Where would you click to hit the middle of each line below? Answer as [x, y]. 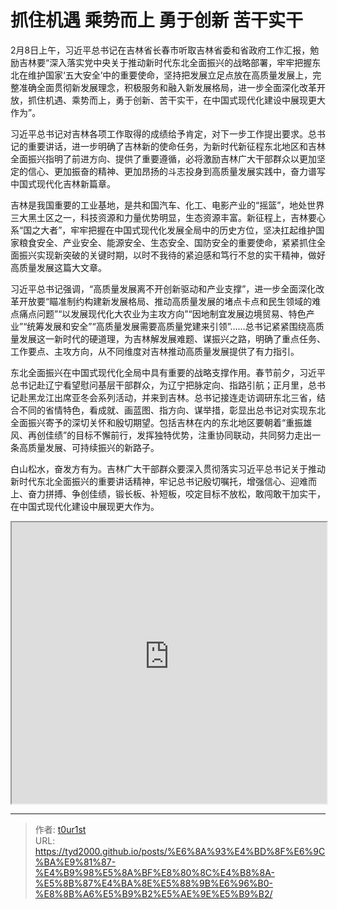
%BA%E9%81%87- [75, 862]
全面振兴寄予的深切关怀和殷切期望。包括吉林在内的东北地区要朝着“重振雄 [161, 422]
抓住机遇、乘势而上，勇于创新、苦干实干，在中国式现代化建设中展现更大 [176, 100]
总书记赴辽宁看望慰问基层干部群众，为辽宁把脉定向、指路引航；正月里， [159, 385]
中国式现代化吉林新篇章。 [63, 183]
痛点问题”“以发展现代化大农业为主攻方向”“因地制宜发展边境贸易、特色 [162, 313]
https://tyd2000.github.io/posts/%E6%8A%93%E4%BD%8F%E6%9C [180, 851]
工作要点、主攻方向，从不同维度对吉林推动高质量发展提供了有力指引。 [155, 351]
